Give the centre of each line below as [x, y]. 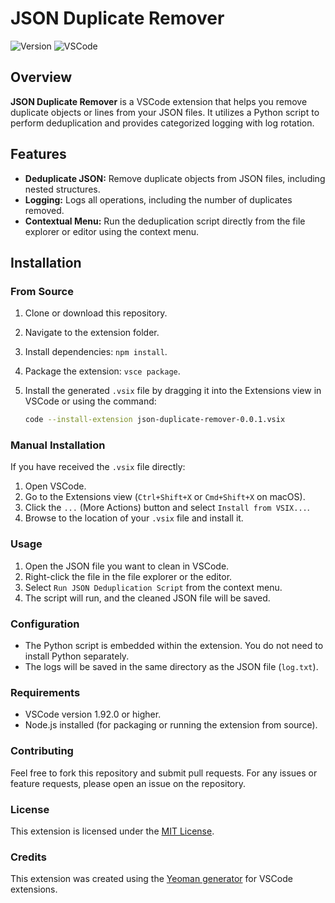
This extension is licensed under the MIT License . [112, 831]
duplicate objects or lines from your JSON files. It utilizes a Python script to [165, 112]
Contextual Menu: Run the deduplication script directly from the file [165, 221]
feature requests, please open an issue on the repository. [128, 783]
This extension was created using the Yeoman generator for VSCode [151, 879]
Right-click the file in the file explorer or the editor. [128, 576]
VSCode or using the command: [90, 401]
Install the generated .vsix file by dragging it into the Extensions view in [173, 391]
